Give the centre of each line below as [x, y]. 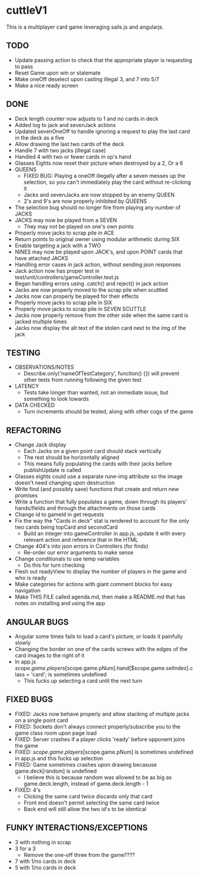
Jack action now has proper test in [57, 271]
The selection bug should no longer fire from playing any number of [98, 207]
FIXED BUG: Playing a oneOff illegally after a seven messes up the [105, 175]
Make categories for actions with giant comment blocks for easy [94, 584]
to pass [24, 66]
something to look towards [56, 399]
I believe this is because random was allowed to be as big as [98, 777]
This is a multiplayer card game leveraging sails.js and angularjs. [85, 27]
